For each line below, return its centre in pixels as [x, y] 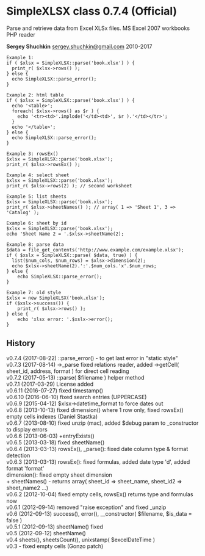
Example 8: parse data [35, 244]
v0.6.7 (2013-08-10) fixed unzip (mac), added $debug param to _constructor [103, 423]
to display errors [27, 429]
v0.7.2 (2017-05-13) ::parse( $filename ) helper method [75, 377]
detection [18, 455]
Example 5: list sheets [37, 197]
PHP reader [21, 34]
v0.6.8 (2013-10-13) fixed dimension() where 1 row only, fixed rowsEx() [95, 410]
